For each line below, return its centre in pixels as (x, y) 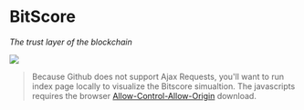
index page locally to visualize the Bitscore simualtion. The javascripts (163, 86)
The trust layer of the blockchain (71, 42)
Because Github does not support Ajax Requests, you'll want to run (158, 76)
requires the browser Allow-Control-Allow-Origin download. (144, 95)
